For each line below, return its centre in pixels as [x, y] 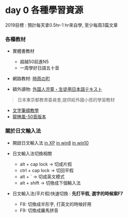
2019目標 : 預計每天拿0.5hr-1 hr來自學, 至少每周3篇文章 [62, 25]
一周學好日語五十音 [40, 68]
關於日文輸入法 [23, 131]
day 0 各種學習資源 [44, 10]
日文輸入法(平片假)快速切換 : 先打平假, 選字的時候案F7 [67, 193]
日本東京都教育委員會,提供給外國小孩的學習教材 [66, 100]
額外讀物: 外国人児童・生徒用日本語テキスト [57, 89]
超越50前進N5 [34, 62]
